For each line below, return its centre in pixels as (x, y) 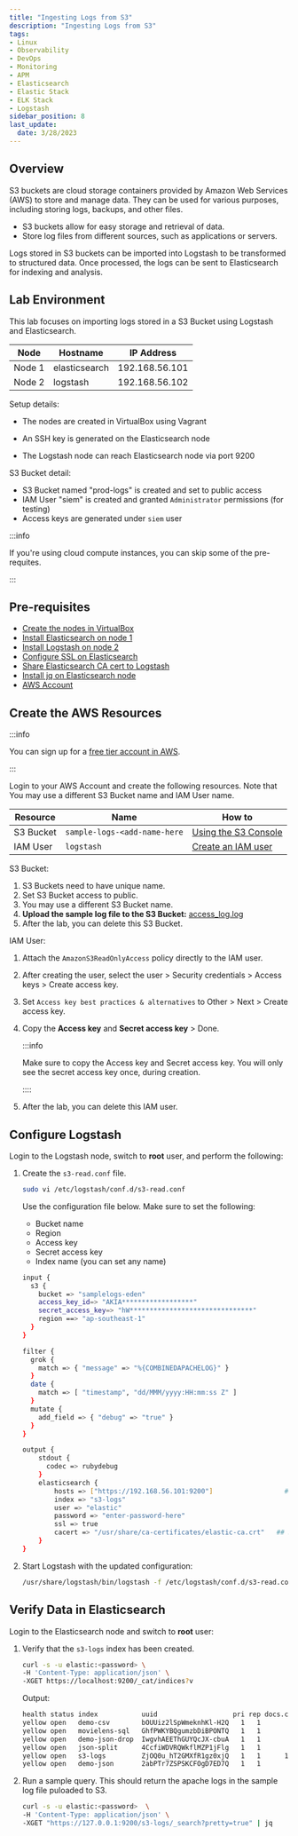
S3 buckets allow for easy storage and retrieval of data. (123, 226)
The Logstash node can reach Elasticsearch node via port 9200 (138, 455)
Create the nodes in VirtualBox (78, 629)
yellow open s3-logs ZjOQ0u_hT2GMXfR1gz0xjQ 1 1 (141, 1756)
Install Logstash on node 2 (71, 647)
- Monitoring (33, 67)
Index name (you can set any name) (101, 1261)
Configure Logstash (66, 1134)
